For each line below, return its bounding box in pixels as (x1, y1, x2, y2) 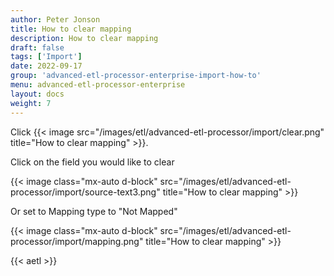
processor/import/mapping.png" (10, 235, 144, 247)
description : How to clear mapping (10, 33, 159, 43)
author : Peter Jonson (10, 14, 101, 25)
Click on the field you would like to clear (10, 156, 175, 168)
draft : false (10, 42, 65, 53)
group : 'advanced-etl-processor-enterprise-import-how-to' (10, 71, 262, 81)
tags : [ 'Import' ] (10, 52, 83, 62)
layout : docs (10, 89, 65, 99)
